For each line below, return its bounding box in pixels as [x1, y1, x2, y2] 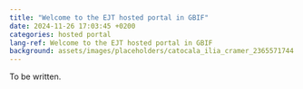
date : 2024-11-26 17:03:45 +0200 [9, 22, 136, 31]
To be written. [9, 71, 62, 82]
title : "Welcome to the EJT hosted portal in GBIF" [9, 13, 209, 22]
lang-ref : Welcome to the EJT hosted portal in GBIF [9, 38, 213, 48]
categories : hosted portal [9, 30, 112, 39]
